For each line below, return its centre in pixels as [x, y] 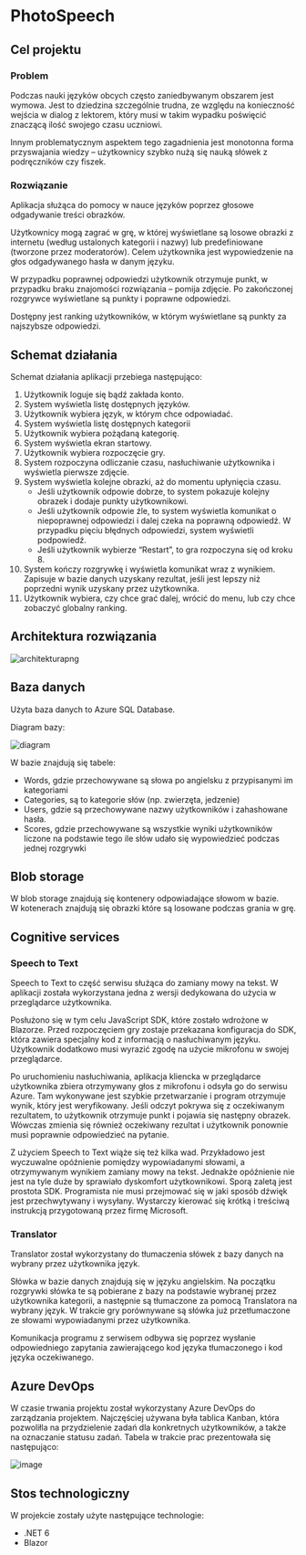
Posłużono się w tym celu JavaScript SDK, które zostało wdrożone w [139, 1020]
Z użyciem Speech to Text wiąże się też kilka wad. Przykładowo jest [138, 1152]
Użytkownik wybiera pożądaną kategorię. [102, 433]
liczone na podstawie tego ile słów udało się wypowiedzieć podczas [152, 838]
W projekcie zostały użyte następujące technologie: [107, 1516]
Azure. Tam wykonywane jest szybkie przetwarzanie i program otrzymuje [148, 1096]
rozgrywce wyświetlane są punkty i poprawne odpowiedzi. [121, 299]
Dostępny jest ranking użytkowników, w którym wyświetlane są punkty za [148, 317]
